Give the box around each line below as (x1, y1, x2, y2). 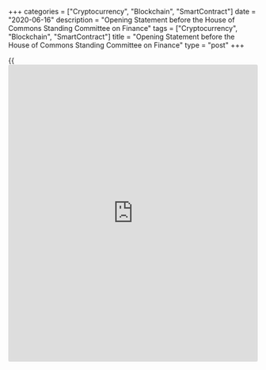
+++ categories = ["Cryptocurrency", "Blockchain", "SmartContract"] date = (8, 7, 256, 16)
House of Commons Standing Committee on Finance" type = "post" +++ (8, 40, 245, 50)
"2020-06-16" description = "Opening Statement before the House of (8, 15, 235, 25)
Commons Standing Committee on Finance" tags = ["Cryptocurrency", (8, 24, 238, 32)
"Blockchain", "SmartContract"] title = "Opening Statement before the (8, 32, 235, 41)
